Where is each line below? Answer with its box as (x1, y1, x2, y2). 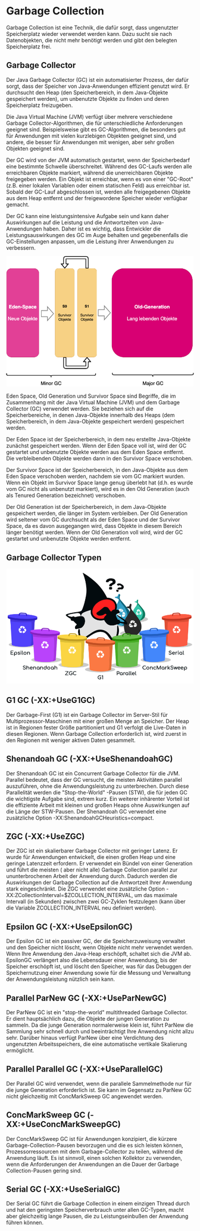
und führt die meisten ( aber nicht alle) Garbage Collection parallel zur (6, 866, 178, 873)
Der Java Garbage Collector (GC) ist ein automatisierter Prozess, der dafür (6, 76, 189, 83)
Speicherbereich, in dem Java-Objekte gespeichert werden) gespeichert (6, 418, 185, 425)
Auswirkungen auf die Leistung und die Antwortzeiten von (6, 219, 149, 226)
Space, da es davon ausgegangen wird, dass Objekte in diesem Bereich (6, 523, 183, 530)
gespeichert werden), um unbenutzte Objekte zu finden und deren (6, 95, 169, 102)
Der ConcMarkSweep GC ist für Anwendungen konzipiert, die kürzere (6, 1135, 177, 1142)
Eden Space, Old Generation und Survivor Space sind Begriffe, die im (6, 392, 176, 400)
